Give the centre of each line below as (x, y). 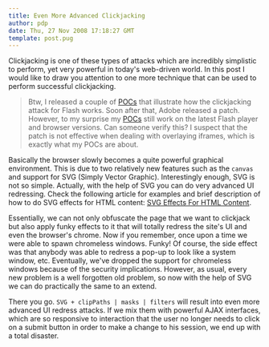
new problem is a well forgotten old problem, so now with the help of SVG (130, 278)
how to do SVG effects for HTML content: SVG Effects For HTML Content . (130, 203)
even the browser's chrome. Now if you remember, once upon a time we (128, 235)
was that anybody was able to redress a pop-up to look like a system (122, 252)
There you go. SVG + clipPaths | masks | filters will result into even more (134, 302)
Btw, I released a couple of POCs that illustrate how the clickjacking (139, 102)
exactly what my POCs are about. (83, 144)
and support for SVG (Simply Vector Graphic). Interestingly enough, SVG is (132, 177)
